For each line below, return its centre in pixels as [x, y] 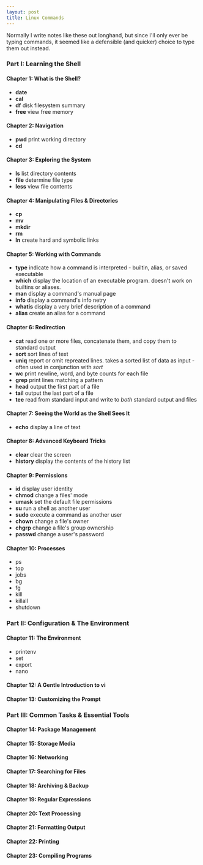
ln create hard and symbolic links [57, 240]
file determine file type [44, 180]
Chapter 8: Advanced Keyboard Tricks [56, 441]
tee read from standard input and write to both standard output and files [106, 399]
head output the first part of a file [57, 386]
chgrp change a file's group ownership [65, 528]
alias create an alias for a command [60, 313]
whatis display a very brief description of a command [83, 307]
